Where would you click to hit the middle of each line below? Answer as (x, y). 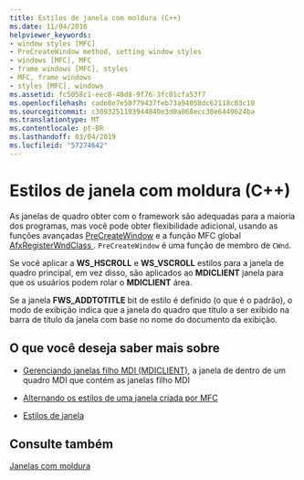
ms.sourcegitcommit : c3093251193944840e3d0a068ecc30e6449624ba (132, 112)
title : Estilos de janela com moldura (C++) (95, 18)
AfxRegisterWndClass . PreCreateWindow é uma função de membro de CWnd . (151, 245)
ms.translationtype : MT (55, 120)
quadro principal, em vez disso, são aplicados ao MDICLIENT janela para (147, 272)
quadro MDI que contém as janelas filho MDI (106, 379)
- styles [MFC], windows (57, 86)
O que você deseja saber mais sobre (115, 348)
